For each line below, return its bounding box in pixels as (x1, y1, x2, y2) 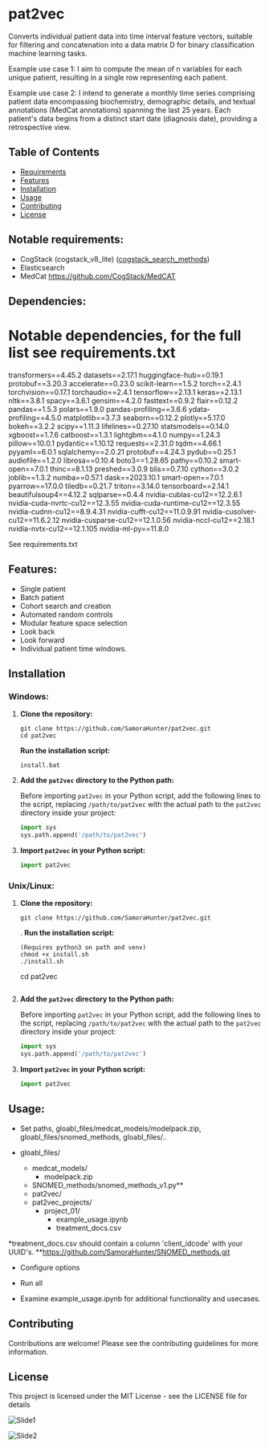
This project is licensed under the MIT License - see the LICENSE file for (8, 1391, 247, 1401)
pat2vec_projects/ (31, 1197, 92, 1207)
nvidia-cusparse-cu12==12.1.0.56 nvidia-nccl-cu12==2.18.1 (61, 515, 255, 524)
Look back (19, 626, 55, 636)
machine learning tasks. (8, 48, 88, 58)
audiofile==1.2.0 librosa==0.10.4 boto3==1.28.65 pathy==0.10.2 (8, 455, 218, 465)
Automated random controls (19, 610, 113, 619)
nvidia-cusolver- (202, 507, 257, 516)
